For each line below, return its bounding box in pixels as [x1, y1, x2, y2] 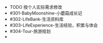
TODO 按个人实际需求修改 [9, 4, 62, 10]
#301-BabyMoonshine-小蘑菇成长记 [9, 10, 82, 16]
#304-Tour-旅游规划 [9, 29, 51, 34]
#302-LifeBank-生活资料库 [9, 16, 64, 22]
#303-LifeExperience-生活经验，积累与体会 [9, 22, 98, 28]
